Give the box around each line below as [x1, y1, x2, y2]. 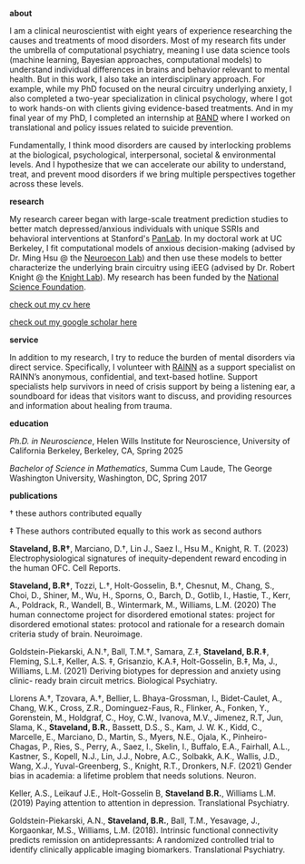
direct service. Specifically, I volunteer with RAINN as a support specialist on [9, 361, 296, 372]
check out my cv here [9, 300, 91, 310]
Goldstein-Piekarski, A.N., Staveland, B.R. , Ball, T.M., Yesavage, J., [9, 815, 261, 826]
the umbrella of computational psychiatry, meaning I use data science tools [9, 45, 290, 56]
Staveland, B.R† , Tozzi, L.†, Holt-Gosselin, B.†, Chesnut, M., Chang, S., [9, 580, 275, 591]
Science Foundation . [9, 281, 86, 292]
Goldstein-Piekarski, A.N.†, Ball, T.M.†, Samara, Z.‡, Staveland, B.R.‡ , [9, 646, 270, 656]
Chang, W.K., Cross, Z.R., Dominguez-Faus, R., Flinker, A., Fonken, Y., [9, 703, 270, 713]
